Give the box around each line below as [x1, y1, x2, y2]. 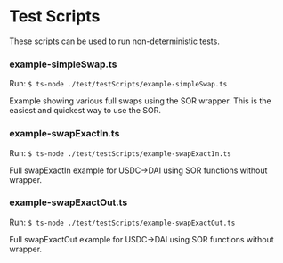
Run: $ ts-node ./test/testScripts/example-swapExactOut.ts [9, 217, 236, 227]
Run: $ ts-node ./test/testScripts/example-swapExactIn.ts [9, 147, 231, 158]
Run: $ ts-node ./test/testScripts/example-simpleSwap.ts [9, 78, 228, 89]
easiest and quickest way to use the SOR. [9, 105, 162, 116]
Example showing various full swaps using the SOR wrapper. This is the [9, 95, 271, 106]
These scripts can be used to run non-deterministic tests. [9, 36, 220, 46]
